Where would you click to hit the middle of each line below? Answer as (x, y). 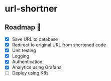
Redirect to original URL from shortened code (59, 45)
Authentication (27, 62)
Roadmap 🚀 (23, 27)
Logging (21, 56)
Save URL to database (35, 39)
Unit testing (24, 50)
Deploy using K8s (30, 73)
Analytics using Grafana (37, 67)
